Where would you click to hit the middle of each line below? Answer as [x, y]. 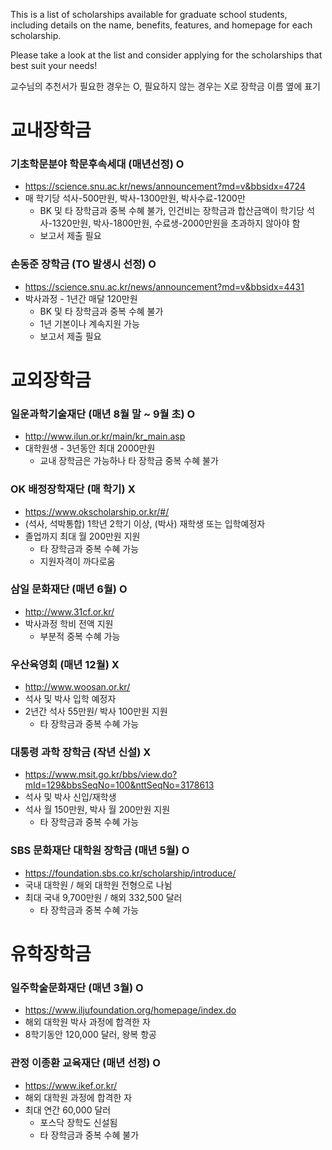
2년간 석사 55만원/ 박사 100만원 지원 [96, 711]
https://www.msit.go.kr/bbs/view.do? [101, 775]
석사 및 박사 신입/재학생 [70, 797]
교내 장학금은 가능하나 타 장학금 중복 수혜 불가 [129, 461]
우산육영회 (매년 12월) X [65, 664]
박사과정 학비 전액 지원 [69, 623]
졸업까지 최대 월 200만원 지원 [82, 536]
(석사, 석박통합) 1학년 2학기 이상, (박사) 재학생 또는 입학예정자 [145, 523]
